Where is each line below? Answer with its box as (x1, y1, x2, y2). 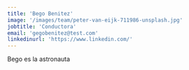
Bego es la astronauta (7, 55, 71, 63)
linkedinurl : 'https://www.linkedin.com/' (7, 36, 133, 43)
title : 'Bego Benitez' (7, 10, 73, 17)
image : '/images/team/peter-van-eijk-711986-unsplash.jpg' (7, 17, 183, 24)
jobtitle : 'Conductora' (7, 23, 77, 30)
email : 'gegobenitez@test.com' (7, 29, 99, 37)
